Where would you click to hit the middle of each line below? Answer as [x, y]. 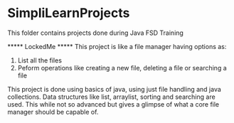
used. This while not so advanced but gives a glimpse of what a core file [113, 104]
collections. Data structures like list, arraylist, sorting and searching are [111, 97]
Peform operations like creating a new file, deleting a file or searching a [122, 68]
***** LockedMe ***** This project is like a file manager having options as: [117, 46]
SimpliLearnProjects [69, 13]
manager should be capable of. [53, 112]
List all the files [40, 60]
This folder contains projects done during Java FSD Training [95, 33]
